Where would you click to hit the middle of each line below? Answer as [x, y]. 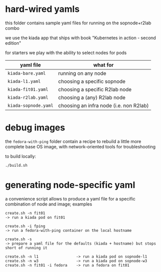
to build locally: [21, 156]
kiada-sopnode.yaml [30, 105]
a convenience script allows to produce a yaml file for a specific [70, 199]
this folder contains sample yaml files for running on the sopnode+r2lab [78, 23]
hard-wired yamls [42, 9]
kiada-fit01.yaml [28, 89]
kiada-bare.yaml [27, 73]
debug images [35, 128]
